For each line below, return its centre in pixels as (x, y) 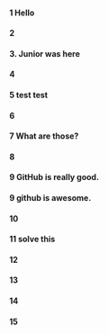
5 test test (28, 95)
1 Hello (22, 13)
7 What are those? (44, 136)
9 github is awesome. (50, 197)
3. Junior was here (45, 53)
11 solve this (32, 239)
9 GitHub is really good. (54, 177)
